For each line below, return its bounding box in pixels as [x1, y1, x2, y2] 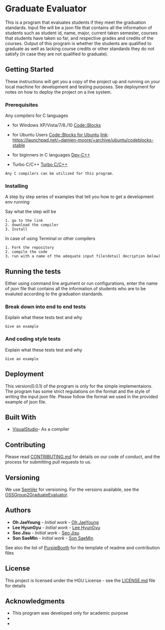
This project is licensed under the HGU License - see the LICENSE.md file [5, 577, 156, 583]
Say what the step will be [5, 209, 56, 214]
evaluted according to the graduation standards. [5, 291, 104, 297]
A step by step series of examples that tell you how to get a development [5, 194, 154, 200]
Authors [5, 506, 31, 515]
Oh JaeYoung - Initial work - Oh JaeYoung [12, 519, 99, 525]
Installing [5, 182, 28, 189]
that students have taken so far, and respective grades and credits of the [5, 35, 154, 41]
